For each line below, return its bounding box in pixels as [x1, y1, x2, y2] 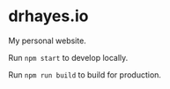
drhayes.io [8, 6, 89, 26]
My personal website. [8, 35, 87, 46]
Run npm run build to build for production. [8, 69, 162, 80]
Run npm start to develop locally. [8, 52, 129, 63]
